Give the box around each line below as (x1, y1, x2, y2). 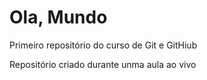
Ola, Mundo (9, 6, 108, 29)
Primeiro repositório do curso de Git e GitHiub (9, 39, 198, 51)
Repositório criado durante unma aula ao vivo (9, 58, 197, 70)
